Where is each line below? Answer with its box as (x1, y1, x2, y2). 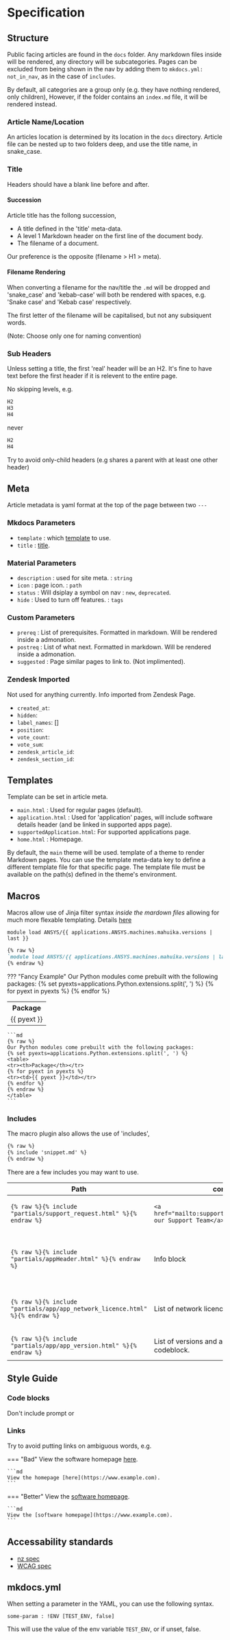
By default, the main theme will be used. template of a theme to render (7, 848, 205, 857)
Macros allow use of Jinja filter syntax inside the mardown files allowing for (7, 908, 220, 917)
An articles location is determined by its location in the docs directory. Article (7, 132, 222, 141)
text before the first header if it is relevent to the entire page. (7, 372, 178, 380)
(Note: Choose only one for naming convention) (7, 332, 142, 340)
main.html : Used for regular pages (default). (16, 806, 143, 814)
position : (16, 726, 44, 734)
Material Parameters (7, 558, 77, 568)
